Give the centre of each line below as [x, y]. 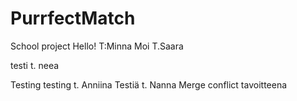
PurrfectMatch [73, 18]
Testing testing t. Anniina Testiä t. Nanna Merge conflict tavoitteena [149, 84]
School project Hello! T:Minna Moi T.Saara [97, 46]
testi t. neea [35, 65]
